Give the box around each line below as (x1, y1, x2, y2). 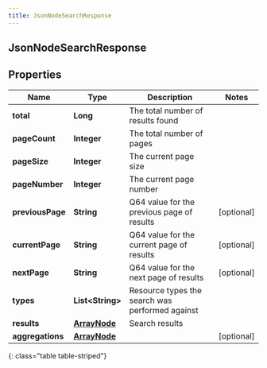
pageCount (12, 133, 56, 144)
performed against (129, 304, 199, 316)
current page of (129, 239, 188, 250)
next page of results (129, 272, 204, 283)
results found (129, 114, 179, 126)
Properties (8, 68, 62, 82)
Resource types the (129, 285, 203, 296)
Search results (129, 317, 184, 328)
